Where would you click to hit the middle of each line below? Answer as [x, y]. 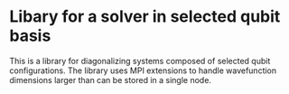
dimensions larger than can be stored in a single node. [111, 80]
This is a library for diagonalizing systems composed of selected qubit [140, 61]
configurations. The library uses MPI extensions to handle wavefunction [143, 70]
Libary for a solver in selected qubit [145, 17]
